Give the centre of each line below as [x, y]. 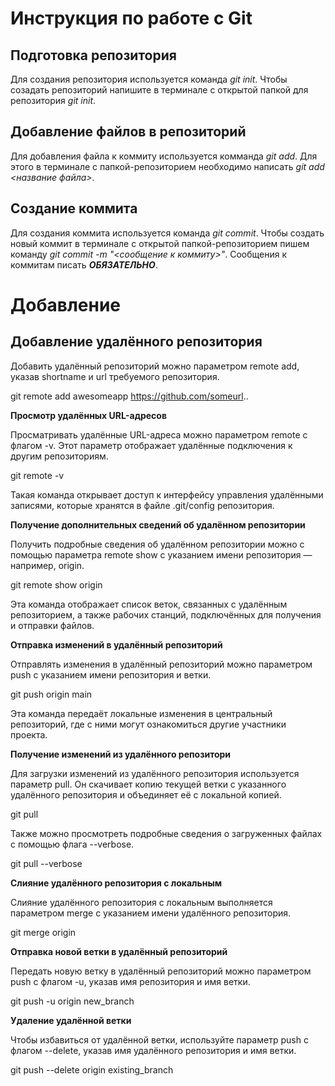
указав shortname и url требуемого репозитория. [115, 376]
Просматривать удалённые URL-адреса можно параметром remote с [159, 434]
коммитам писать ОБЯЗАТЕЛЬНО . [84, 264]
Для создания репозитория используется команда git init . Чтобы [149, 79]
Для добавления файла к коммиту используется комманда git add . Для [164, 156]
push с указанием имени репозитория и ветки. [111, 674]
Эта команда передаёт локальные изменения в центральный [141, 713]
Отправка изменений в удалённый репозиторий [116, 644]
